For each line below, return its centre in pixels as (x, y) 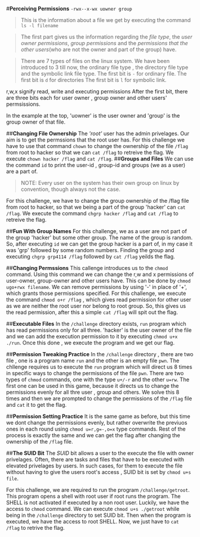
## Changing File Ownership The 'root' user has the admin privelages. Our (98, 134)
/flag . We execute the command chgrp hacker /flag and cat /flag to (92, 213)
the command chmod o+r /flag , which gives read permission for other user (99, 299)
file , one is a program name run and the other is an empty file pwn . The (93, 360)
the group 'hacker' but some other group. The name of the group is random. (99, 238)
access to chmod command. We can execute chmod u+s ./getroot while (93, 509)
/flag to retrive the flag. (35, 528)
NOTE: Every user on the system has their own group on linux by (100, 183)
